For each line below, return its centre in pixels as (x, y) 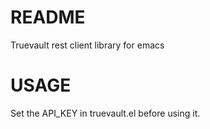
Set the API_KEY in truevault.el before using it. (105, 113)
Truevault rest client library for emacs (87, 45)
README (48, 17)
